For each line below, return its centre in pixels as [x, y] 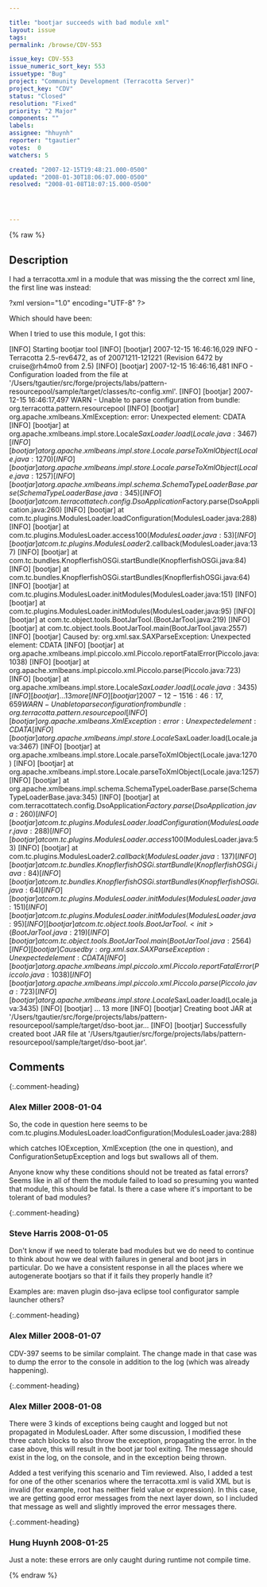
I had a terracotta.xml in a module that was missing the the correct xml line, [132, 278]
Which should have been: [50, 318]
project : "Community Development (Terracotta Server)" [102, 81]
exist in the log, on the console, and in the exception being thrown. [118, 1457]
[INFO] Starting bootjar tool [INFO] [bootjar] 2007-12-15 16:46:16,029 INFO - [133, 349]
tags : [18, 37]
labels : [22, 126]
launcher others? [37, 1300]
